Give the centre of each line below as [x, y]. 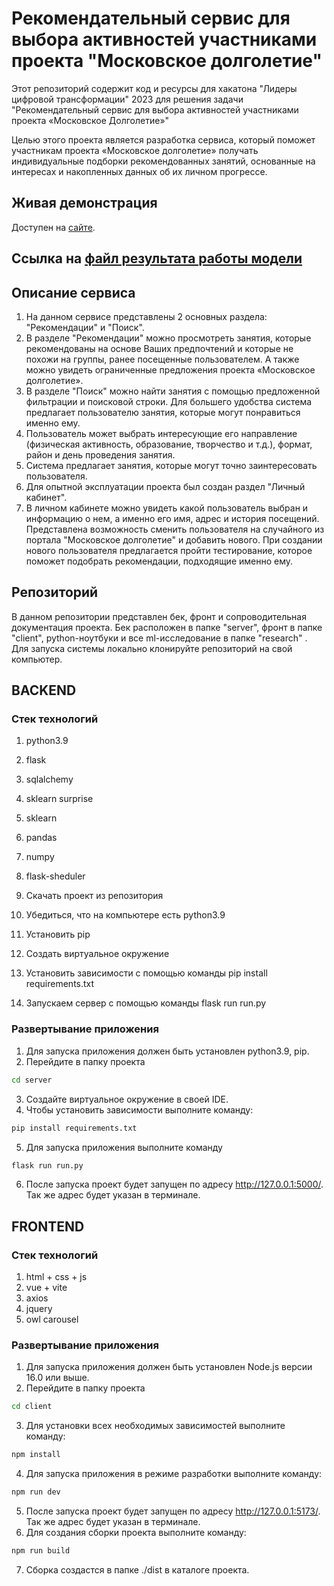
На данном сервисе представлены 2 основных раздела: [146, 316]
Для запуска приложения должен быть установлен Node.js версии [169, 1367]
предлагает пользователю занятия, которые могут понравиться [163, 412]
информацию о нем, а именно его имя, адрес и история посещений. [172, 518]
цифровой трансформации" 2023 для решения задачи [127, 99]
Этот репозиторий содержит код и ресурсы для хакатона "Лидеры [154, 88]
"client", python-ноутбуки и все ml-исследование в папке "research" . [159, 638]
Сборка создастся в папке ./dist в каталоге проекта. [137, 1569]
